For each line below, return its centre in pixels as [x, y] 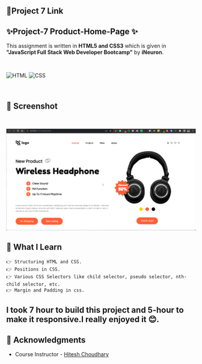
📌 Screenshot [32, 106]
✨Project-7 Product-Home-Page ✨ [72, 31]
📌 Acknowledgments [46, 340]
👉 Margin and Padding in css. [45, 290]
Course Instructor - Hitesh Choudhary [62, 354]
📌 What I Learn [34, 247]
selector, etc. [41, 284]
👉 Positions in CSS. [33, 269]
